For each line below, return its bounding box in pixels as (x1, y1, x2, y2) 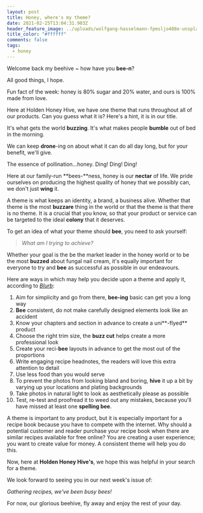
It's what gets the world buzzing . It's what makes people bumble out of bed (7, 124, 196, 132)
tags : (7, 43, 20, 49)
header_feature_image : (7, 25, 64, 32)
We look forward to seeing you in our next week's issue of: (7, 476, 153, 483)
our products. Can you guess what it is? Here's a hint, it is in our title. (7, 112, 178, 119)
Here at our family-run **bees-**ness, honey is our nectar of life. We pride (7, 172, 193, 179)
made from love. (7, 94, 48, 101)
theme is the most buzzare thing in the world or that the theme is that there (7, 203, 193, 210)
